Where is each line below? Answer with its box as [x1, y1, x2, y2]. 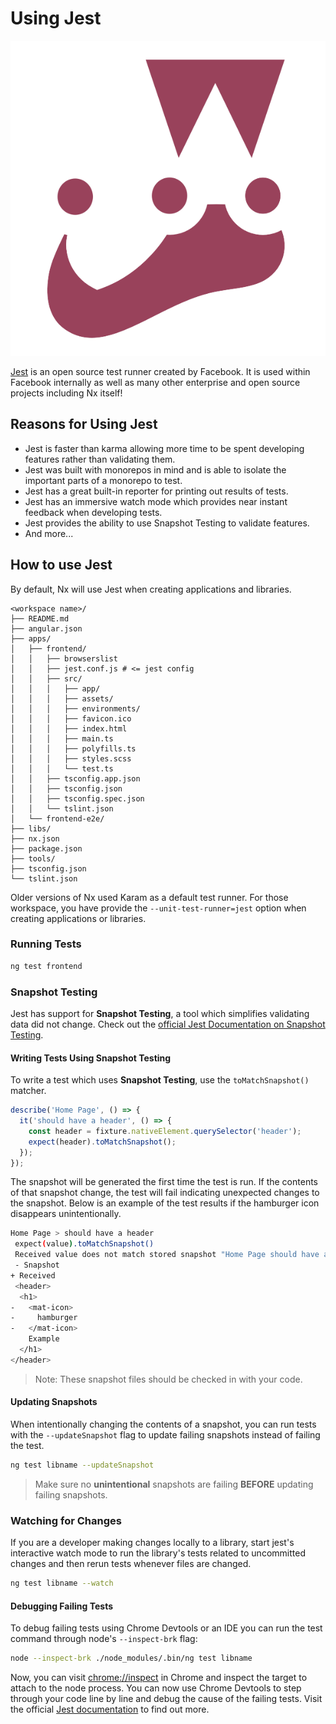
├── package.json [10, 843, 83, 854]
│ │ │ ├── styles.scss [10, 753, 132, 764]
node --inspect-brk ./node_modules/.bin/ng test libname [10, 1653, 253, 1664]
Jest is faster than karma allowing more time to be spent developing [24, 442, 305, 454]
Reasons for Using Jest [10, 416, 158, 433]
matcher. [10, 1085, 47, 1097]
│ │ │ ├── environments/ [10, 703, 141, 714]
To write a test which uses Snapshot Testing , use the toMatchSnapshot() [10, 1074, 310, 1086]
